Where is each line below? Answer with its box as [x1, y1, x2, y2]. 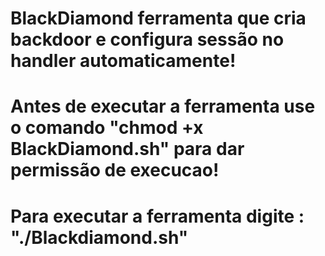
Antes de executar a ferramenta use [10, 95, 316, 118]
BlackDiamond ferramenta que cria [10, 7, 307, 30]
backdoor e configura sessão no [10, 28, 285, 51]
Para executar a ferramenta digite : [10, 205, 305, 227]
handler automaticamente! [10, 50, 237, 72]
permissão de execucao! [10, 159, 220, 182]
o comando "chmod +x [10, 117, 204, 139]
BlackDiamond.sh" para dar [10, 138, 245, 161]
